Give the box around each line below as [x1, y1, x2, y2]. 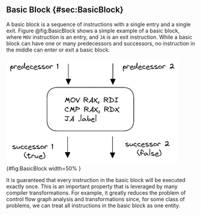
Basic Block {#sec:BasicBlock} [6, 5, 124, 15]
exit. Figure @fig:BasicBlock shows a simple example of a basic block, [6, 27, 180, 34]
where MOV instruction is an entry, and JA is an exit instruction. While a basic [6, 33, 193, 41]
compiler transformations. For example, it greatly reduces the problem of [6, 189, 186, 196]
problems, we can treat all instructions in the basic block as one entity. [6, 202, 181, 209]
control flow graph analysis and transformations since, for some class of [6, 195, 185, 202]
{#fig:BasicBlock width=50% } [6, 165, 81, 172]
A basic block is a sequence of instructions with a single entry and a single [6, 20, 191, 28]
